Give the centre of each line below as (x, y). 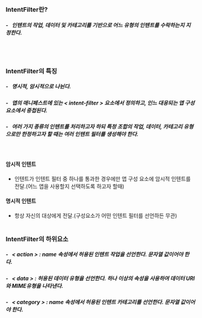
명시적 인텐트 (21, 201)
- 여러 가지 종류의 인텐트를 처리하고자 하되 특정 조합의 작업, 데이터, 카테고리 (94, 127)
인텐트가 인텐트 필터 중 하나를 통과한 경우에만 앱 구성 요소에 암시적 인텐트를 (103, 179)
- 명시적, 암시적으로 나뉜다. (38, 87)
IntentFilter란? (27, 9)
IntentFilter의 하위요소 (37, 239)
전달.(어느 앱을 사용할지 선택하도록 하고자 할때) (69, 186)
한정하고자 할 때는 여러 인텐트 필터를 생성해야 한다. (80, 134)
